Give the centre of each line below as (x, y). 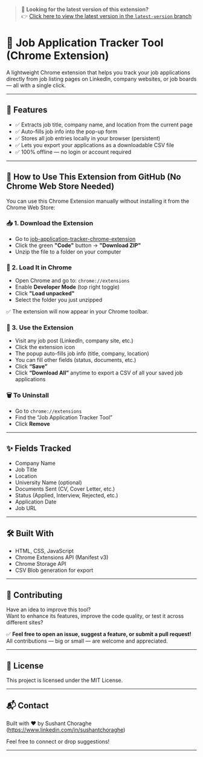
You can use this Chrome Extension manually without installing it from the (98, 201)
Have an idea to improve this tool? (49, 610)
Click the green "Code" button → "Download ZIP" (78, 245)
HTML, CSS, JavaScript (44, 551)
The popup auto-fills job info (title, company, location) (82, 353)
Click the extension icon (45, 347)
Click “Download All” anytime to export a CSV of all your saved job (99, 373)
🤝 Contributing (34, 595)
